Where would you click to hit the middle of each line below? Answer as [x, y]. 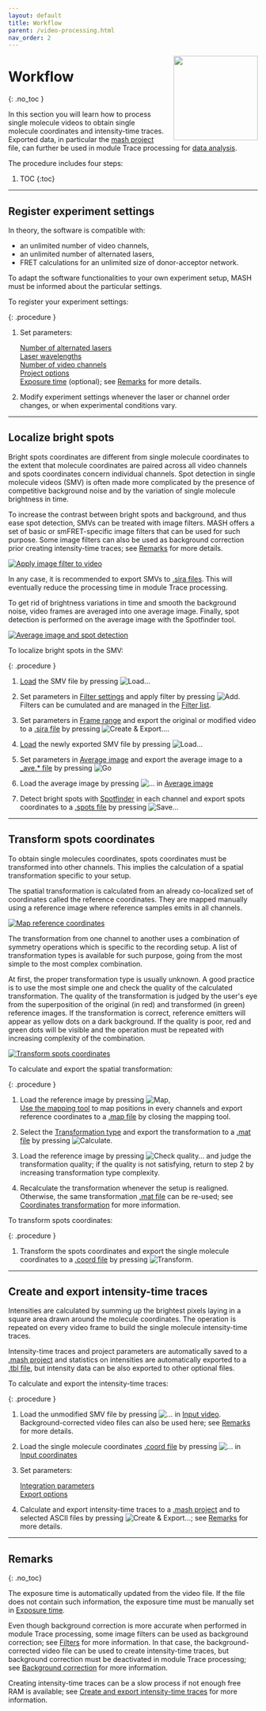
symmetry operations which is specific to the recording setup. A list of [123, 947]
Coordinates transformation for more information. [100, 1205]
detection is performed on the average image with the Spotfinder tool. [122, 619]
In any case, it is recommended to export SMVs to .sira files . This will [120, 579]
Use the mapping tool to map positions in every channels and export [131, 1108]
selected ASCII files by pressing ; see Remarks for [134, 1518]
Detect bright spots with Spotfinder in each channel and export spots [132, 798]
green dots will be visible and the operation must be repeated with [116, 1029]
